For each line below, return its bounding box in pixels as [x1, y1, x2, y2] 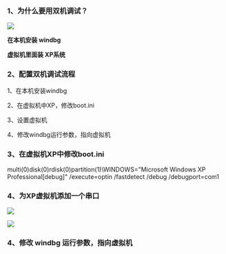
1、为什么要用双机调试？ [7, 6, 88, 15]
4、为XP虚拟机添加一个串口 [7, 191, 100, 200]
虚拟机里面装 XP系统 [7, 50, 65, 59]
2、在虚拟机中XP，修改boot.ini [7, 101, 95, 109]
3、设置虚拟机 [7, 116, 48, 124]
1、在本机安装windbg [7, 86, 68, 94]
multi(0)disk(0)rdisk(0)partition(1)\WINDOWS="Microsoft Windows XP [7, 165, 206, 173]
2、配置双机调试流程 [7, 70, 76, 79]
